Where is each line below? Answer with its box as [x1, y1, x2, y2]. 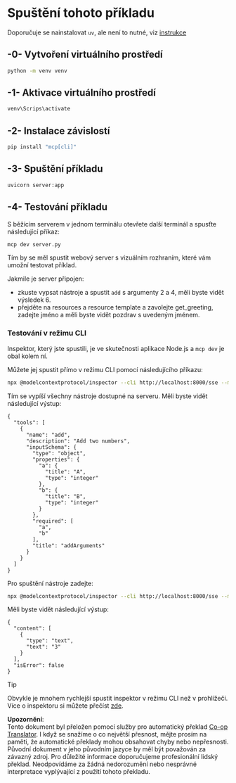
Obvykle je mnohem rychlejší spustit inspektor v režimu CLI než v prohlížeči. [7, 694, 228, 703]
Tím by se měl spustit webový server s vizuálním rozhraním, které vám [7, 253, 211, 262]
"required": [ [32, 517, 74, 525]
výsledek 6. [17, 295, 51, 304]
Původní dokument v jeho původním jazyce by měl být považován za [7, 745, 206, 753]
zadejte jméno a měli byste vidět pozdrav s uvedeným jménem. [17, 311, 200, 319]
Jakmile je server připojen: [7, 274, 84, 283]
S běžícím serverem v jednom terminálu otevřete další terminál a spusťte [7, 219, 217, 228]
